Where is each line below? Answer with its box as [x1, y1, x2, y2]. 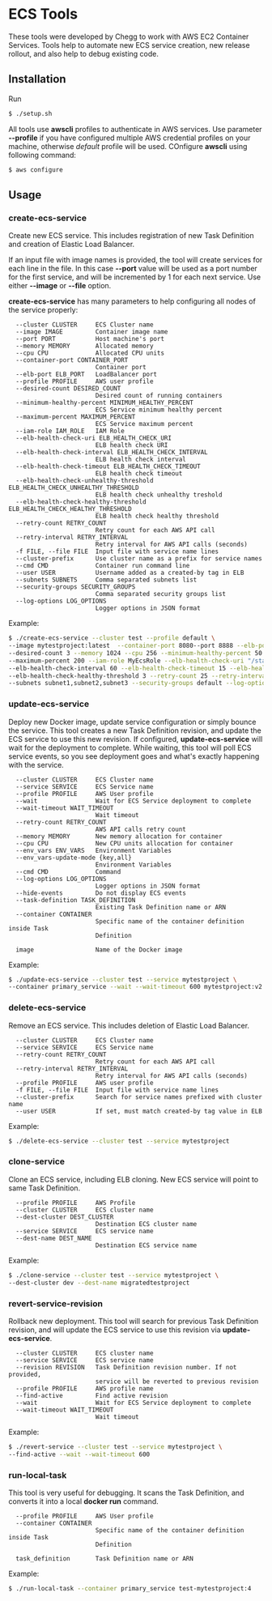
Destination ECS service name [95, 1241, 198, 1250]
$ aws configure [8, 165, 63, 174]
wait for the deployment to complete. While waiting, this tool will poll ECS [8, 743, 253, 752]
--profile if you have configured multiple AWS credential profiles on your [8, 133, 251, 143]
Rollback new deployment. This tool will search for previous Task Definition [8, 1316, 259, 1326]
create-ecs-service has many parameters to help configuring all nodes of [8, 296, 257, 306]
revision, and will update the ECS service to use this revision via [8, 1325, 221, 1335]
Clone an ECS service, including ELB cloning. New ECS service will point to [8, 1174, 259, 1184]
